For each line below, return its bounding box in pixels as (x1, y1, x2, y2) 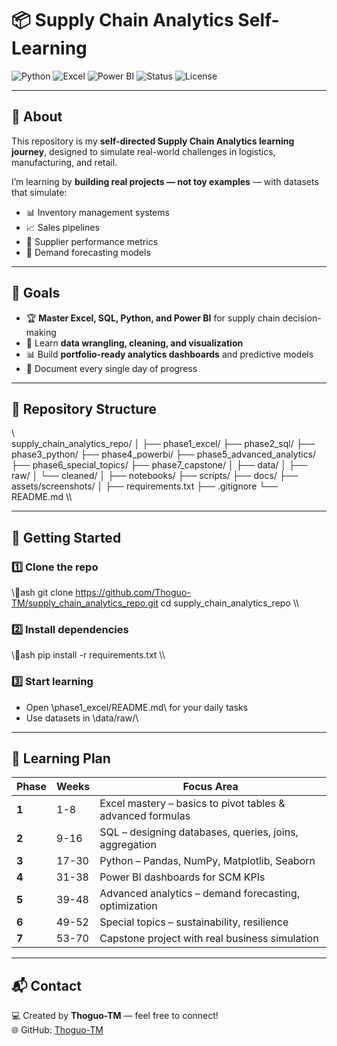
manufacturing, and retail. (11, 156, 118, 168)
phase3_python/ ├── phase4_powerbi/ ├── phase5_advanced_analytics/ (11, 448, 317, 461)
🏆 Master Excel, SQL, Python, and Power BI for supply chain (25, 312, 281, 324)
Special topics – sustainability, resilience (99, 915, 289, 929)
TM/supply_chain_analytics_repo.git (11, 597, 159, 609)
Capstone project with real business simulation (99, 932, 319, 946)
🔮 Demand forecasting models (25, 246, 151, 258)
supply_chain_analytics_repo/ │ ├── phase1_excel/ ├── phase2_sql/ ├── (11, 438, 316, 450)
